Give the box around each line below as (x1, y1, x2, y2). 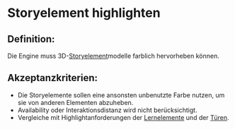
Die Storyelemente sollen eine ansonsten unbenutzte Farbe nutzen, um (17, 90, 225, 99)
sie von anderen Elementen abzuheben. (17, 98, 134, 106)
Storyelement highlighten (7, 5, 161, 21)
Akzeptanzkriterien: (7, 72, 98, 84)
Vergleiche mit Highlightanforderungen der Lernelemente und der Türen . (17, 113, 229, 121)
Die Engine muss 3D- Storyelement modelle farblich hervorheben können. (7, 51, 219, 60)
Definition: (7, 33, 55, 45)
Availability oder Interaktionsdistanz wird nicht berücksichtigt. (17, 106, 197, 114)
